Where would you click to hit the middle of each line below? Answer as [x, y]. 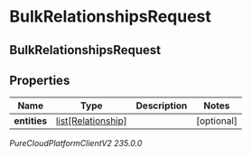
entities [31, 121]
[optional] [216, 121]
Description [162, 106]
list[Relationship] [92, 121]
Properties [40, 80]
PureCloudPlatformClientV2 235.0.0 [76, 143]
